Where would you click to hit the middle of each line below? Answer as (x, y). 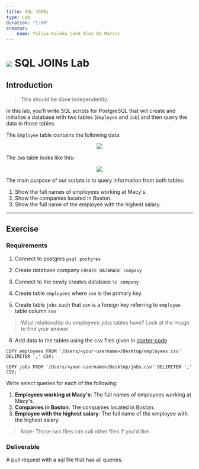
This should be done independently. (64, 99)
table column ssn (35, 311)
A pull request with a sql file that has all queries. (65, 460)
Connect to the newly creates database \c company (77, 281)
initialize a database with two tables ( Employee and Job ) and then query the (97, 117)
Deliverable (23, 446)
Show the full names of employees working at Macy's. (81, 192)
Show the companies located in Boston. (63, 198)
